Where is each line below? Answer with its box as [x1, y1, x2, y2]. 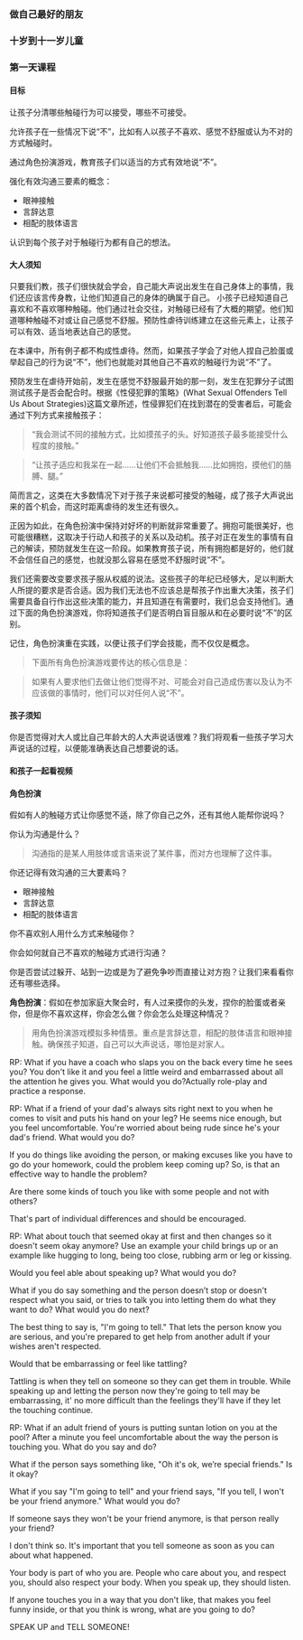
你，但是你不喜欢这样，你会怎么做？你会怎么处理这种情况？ [9, 1008, 231, 1019]
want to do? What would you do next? [9, 1304, 151, 1316]
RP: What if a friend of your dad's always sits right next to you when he [9, 1103, 273, 1114]
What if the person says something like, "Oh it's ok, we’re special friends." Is [9, 1459, 293, 1470]
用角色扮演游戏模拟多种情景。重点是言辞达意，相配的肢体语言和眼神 [31, 1027, 285, 1038]
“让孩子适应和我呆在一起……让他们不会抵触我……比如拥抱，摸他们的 [31, 459, 284, 471]
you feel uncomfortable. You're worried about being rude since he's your [9, 1122, 280, 1133]
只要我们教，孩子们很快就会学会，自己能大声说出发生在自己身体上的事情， [9, 281, 286, 292]
